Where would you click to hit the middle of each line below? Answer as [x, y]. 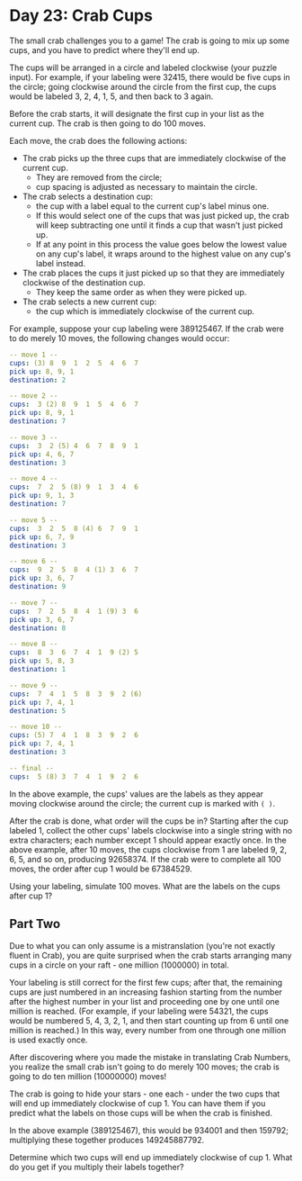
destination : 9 [38, 587]
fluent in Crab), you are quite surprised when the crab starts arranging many [151, 955]
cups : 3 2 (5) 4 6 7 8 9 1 [74, 446]
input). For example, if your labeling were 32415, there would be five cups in [150, 77]
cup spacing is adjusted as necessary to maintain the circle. [147, 186]
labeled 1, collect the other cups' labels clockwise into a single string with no [151, 830]
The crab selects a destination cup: [88, 196]
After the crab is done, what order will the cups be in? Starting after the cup [149, 821]
